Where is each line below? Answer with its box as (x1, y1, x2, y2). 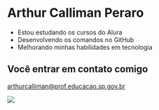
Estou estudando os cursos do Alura (17, 28, 123, 36)
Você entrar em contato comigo (7, 63, 148, 75)
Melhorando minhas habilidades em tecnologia (17, 43, 153, 51)
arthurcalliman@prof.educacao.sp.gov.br (7, 82, 126, 90)
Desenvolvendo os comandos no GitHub (17, 35, 134, 43)
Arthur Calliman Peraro (7, 5, 144, 21)
